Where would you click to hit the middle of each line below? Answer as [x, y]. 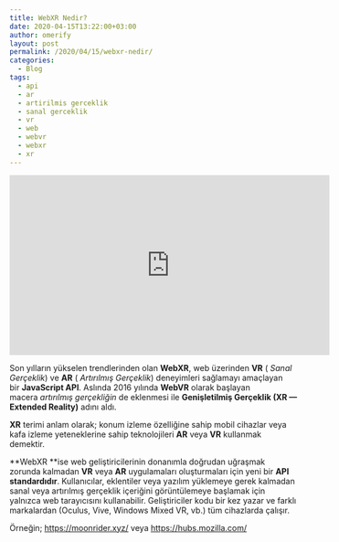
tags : [20, 78]
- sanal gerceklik [53, 112]
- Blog [30, 69]
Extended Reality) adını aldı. [63, 407]
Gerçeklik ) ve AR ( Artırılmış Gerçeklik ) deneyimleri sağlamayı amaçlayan [146, 377]
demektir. [27, 443]
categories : [32, 60]
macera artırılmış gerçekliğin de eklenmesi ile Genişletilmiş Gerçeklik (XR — [154, 397]
